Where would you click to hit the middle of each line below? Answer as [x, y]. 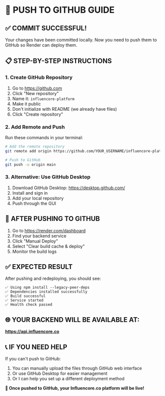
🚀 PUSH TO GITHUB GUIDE [60, 10]
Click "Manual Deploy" [35, 241]
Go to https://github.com [37, 88]
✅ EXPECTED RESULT [39, 267]
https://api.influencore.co [32, 332]
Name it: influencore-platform [43, 99]
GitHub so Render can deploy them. [41, 45]
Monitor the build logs [34, 251]
